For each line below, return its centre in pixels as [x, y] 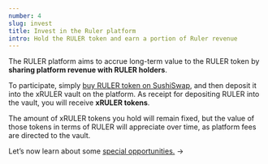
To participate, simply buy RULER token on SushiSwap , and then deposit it [133, 86]
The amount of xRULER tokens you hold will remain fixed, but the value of [132, 119]
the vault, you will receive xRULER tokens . [79, 103]
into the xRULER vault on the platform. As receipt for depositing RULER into [134, 95]
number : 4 [25, 16]
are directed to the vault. [50, 136]
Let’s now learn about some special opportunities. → [96, 151]
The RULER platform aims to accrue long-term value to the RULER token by [134, 61]
